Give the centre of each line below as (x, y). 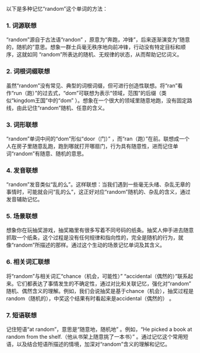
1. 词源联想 (21, 26)
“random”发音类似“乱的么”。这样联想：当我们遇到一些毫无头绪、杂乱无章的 (99, 185)
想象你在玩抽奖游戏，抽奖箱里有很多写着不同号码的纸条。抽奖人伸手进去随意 (100, 230)
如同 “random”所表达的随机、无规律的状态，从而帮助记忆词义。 (104, 55)
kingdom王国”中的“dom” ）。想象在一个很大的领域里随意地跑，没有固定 (101, 100)
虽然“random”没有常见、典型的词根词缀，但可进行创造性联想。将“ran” (92, 86)
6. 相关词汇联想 (28, 262)
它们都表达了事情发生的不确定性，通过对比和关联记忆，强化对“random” (104, 283)
